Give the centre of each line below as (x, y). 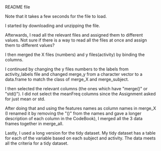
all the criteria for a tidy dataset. (37, 143)
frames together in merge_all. (34, 124)
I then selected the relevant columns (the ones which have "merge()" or (76, 89)
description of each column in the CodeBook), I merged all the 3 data (74, 118)
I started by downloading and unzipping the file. (53, 26)
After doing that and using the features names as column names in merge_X (80, 108)
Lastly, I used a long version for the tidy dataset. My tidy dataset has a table (80, 133)
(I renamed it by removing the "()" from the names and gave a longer (73, 113)
